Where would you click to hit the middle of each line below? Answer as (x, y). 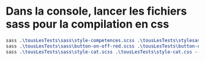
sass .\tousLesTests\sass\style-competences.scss (70, 40)
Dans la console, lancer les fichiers (96, 11)
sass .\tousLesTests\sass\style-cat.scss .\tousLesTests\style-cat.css (99, 52)
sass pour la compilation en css (88, 24)
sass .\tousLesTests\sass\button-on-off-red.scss (70, 46)
